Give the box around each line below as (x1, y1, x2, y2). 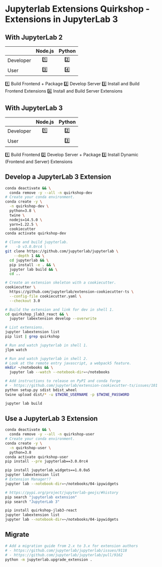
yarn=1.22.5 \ (9, 222, 38, 227)
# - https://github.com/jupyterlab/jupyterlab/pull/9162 (5, 552, 123, 557)
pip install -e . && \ (9, 262, 55, 267)
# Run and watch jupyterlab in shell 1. (5, 342, 89, 348)
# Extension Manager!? (5, 477, 51, 482)
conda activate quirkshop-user (5, 454, 69, 459)
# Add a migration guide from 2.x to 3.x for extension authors (5, 543, 138, 548)
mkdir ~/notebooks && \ (5, 365, 54, 370)
